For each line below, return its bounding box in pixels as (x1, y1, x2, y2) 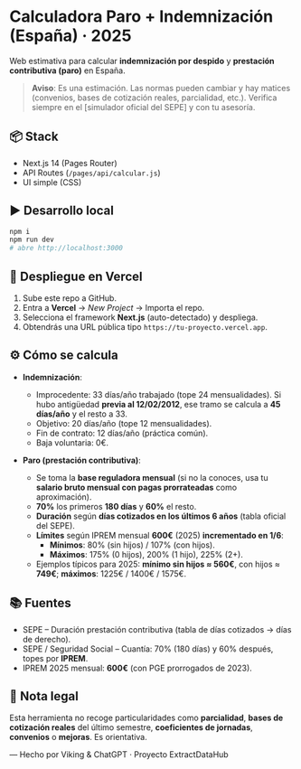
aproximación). (35, 491, 92, 502)
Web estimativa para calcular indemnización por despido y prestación (9, 55, 275, 66)
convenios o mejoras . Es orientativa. (9, 732, 147, 743)
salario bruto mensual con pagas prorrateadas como (35, 482, 238, 492)
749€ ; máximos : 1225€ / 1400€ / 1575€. (35, 567, 187, 579)
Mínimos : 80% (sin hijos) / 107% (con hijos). (49, 539, 215, 550)
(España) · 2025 (9, 25, 132, 46)
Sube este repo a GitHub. (22, 293, 118, 304)
